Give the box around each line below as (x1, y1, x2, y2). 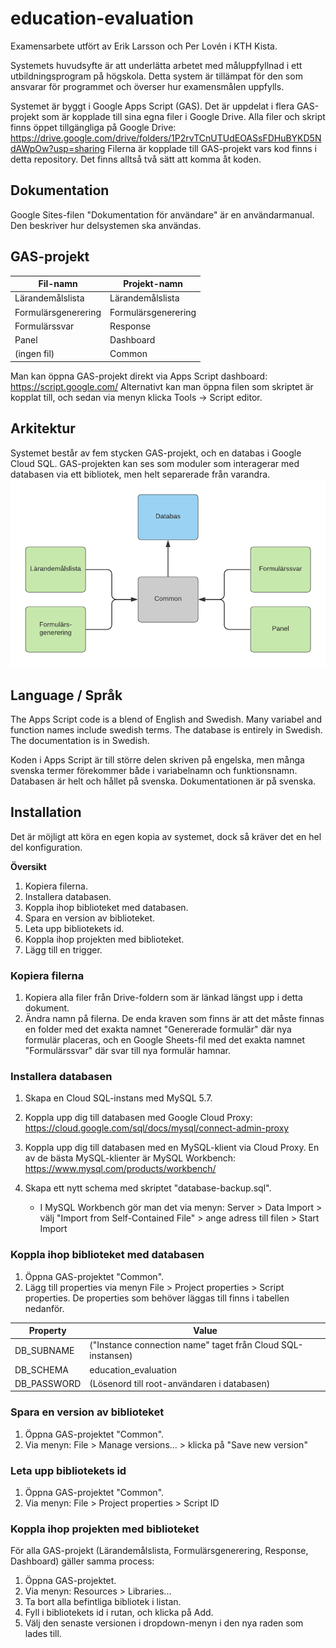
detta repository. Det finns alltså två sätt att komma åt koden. (10, 153, 262, 165)
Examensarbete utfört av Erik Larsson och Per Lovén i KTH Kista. (10, 40, 278, 52)
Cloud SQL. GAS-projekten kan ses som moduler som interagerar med (10, 457, 300, 469)
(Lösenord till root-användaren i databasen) (89, 1377, 271, 1389)
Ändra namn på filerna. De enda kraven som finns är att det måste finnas (24, 1013, 325, 1025)
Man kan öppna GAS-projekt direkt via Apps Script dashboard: (10, 370, 268, 382)
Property (28, 1325, 67, 1337)
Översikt (10, 860, 47, 872)
